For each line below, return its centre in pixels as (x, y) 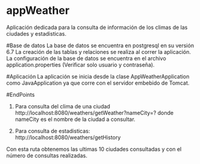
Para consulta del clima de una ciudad (63, 106)
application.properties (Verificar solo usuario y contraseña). (81, 65)
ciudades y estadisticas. (36, 33)
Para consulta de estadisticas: (53, 131)
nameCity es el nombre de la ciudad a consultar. (75, 119)
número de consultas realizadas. (47, 156)
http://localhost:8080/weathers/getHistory (68, 137)
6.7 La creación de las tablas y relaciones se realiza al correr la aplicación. (99, 51)
